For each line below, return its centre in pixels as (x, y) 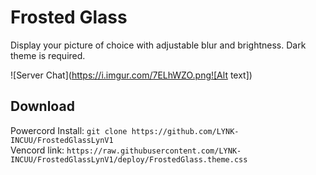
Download (42, 106)
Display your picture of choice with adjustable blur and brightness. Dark (158, 45)
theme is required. (48, 55)
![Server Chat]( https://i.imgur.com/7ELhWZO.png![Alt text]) (131, 75)
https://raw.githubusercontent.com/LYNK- (154, 151)
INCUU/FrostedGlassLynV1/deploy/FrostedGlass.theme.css (129, 159)
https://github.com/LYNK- (185, 131)
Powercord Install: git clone (69, 130)
